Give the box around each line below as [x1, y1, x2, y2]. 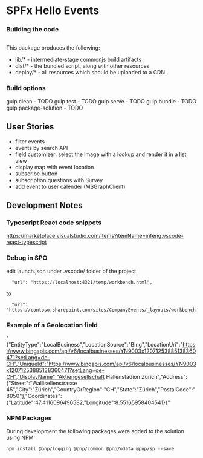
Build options [6, 84, 47, 93]
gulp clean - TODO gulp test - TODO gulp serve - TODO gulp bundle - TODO [6, 97, 197, 105]
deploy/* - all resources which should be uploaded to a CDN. [14, 69, 167, 76]
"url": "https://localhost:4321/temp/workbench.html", [11, 279, 153, 285]
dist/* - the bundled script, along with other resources [14, 62, 150, 70]
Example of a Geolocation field [6, 321, 98, 329]
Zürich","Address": [141, 373, 188, 380]
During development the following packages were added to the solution [6, 428, 184, 435]
